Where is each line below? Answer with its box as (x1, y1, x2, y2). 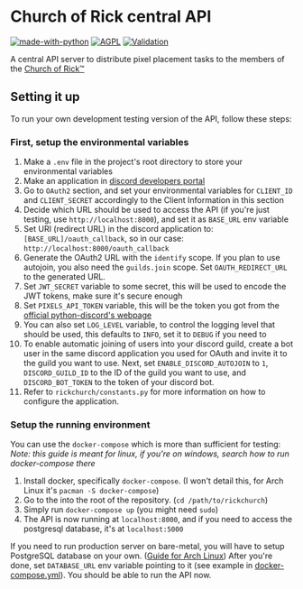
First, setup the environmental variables (10, 135, 189, 148)
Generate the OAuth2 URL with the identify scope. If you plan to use (23, 253, 280, 263)
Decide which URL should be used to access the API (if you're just (23, 205, 270, 216)
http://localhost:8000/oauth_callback (23, 244, 170, 253)
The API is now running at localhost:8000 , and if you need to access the (23, 514, 292, 525)
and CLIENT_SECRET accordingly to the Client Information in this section (23, 195, 285, 206)
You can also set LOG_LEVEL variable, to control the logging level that (23, 319, 276, 330)
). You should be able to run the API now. (60, 570, 212, 581)
